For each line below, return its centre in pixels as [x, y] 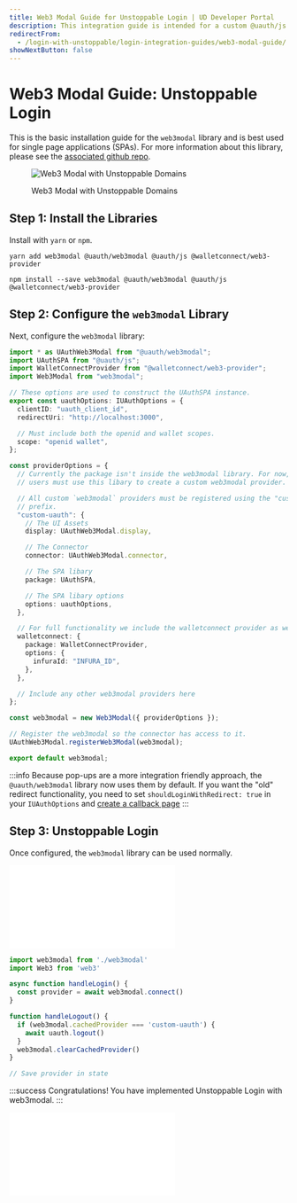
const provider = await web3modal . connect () [100, 992]
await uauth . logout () [65, 1033]
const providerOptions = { [59, 466]
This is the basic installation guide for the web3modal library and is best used [147, 137]
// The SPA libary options [75, 596]
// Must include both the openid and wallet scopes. [116, 434]
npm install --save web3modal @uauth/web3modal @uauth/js [118, 279]
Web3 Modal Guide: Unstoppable [133, 94]
